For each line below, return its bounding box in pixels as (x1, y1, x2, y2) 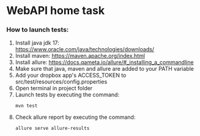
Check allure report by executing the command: (15, 113, 136, 121)
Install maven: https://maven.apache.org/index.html (15, 52, 146, 60)
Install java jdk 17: (15, 39, 59, 46)
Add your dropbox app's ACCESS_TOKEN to (15, 71, 127, 79)
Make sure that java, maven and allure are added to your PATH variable (15, 65, 194, 73)
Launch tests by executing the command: (15, 91, 120, 98)
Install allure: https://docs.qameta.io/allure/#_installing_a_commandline (15, 59, 194, 66)
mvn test (15, 103, 38, 109)
